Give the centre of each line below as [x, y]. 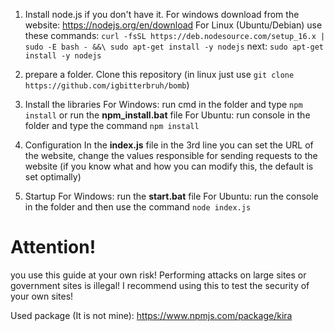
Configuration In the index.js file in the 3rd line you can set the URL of [169, 145]
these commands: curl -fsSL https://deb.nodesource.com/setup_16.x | [175, 35]
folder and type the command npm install [112, 125]
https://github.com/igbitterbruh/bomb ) [107, 85]
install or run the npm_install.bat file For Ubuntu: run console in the [167, 115]
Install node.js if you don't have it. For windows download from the [162, 14]
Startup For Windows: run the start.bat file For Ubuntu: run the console [171, 196]
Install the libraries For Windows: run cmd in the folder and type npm [163, 104]
